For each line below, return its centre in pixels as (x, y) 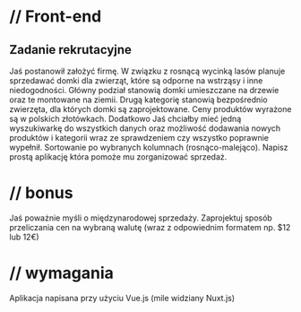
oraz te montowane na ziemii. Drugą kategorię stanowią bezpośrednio (138, 100)
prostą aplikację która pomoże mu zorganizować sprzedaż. (118, 157)
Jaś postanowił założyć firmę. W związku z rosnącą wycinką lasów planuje (147, 71)
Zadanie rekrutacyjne (71, 50)
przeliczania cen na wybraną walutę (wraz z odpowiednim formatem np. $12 (150, 227)
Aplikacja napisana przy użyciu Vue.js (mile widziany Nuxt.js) (122, 298)
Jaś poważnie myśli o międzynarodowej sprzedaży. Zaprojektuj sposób (141, 218)
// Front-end (56, 17)
